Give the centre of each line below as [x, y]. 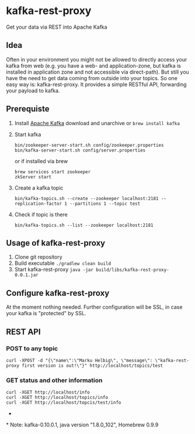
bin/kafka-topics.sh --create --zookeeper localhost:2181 [86, 198]
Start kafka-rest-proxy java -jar [54, 270]
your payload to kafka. [33, 90]
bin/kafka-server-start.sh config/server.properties [80, 150]
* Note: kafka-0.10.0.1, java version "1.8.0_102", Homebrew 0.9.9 [82, 425]
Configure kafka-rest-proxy [58, 293]
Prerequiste [28, 109]
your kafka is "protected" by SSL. [46, 314]
